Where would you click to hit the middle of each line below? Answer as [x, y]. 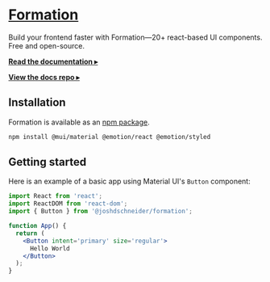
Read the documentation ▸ [53, 61]
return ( [30, 233]
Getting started [48, 162]
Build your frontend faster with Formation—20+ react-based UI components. [135, 37]
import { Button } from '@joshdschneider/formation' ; [101, 212]
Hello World [50, 248]
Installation [37, 103]
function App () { [37, 226]
